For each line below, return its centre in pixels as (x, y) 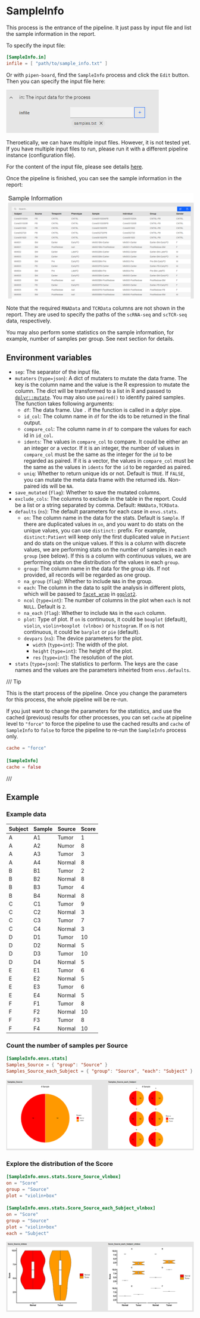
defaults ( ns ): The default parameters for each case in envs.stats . (96, 511)
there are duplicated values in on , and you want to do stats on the (104, 524)
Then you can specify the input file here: (56, 81)
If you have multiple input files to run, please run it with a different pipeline (97, 149)
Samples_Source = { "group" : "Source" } (57, 1065)
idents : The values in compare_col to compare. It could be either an (106, 442)
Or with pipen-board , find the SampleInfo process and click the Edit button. (98, 75)
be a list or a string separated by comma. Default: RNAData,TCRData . (97, 505)
